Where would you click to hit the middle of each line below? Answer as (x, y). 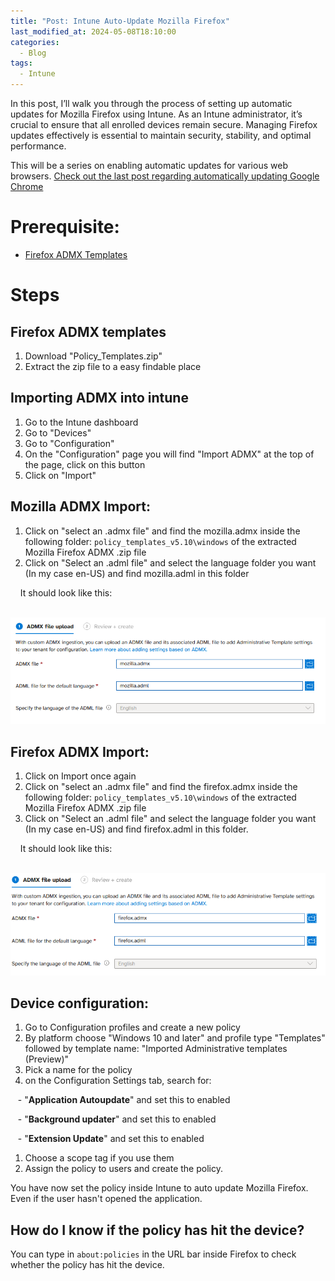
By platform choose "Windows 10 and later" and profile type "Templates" (175, 1038)
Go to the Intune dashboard (81, 422)
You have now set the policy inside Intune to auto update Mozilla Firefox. (159, 1188)
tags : (21, 63)
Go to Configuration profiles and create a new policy (132, 1027)
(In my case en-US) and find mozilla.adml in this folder (137, 573)
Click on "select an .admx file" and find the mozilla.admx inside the (162, 531)
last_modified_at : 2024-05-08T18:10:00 (93, 31)
